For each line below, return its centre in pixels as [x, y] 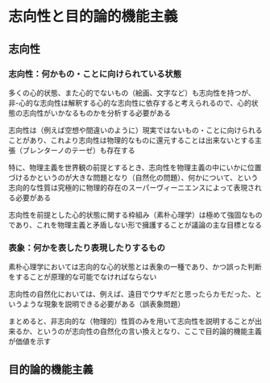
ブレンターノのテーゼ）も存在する [79, 150]
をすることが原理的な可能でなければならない [83, 277]
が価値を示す [29, 341]
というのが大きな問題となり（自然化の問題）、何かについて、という [147, 177]
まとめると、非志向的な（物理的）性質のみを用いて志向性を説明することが [132, 321]
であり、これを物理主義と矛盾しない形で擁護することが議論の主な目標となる [135, 225]
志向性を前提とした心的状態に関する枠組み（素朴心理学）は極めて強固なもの [135, 214]
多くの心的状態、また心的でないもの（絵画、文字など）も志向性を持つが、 [132, 93]
